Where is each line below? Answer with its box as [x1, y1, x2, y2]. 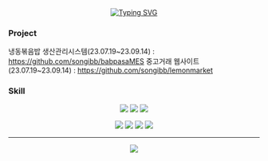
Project [8, 27, 37, 38]
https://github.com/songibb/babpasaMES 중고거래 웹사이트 [8, 57, 200, 66]
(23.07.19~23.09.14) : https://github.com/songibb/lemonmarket [8, 65, 214, 75]
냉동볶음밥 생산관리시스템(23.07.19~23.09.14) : [8, 47, 156, 57]
